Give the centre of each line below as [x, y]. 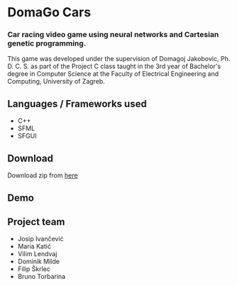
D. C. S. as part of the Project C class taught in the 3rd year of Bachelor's [114, 66]
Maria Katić [34, 246]
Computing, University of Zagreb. [56, 82]
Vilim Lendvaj [37, 254]
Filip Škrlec [34, 269]
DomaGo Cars [49, 12]
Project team [36, 222]
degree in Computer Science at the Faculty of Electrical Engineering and [113, 74]
